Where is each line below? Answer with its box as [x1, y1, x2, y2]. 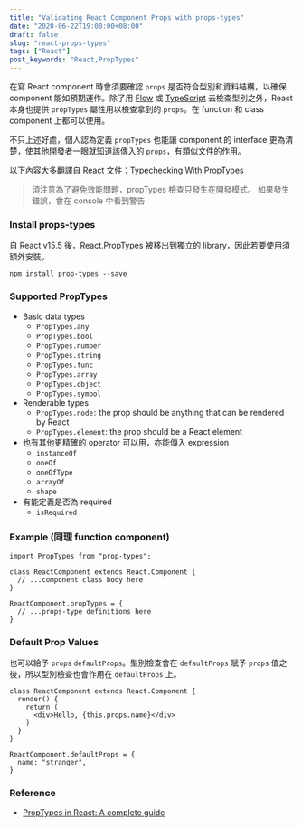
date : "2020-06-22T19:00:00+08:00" [9, 22, 144, 31]
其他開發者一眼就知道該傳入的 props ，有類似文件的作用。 [33, 146, 246, 156]
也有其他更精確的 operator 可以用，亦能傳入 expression [22, 437, 230, 447]
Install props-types [9, 218, 96, 230]
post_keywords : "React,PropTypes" [9, 55, 140, 64]
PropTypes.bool [35, 332, 93, 341]
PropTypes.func [35, 361, 93, 370]
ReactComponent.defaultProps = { [9, 750, 136, 759]
